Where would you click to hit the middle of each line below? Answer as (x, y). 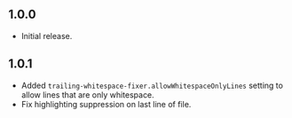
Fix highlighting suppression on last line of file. (106, 104)
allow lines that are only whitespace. (87, 94)
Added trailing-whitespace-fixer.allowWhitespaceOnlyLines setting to (152, 85)
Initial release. (47, 35)
